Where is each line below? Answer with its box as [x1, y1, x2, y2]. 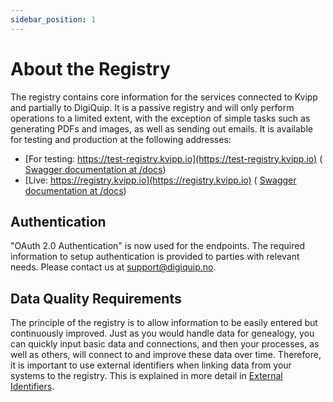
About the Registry [10, 57, 171, 80]
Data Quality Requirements [10, 290, 182, 307]
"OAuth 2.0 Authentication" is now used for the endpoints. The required [10, 240, 306, 252]
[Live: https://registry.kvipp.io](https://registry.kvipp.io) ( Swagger [24, 174, 297, 186]
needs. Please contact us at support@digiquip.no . [10, 261, 217, 273]
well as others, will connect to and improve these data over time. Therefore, [10, 349, 322, 361]
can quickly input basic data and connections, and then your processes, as [10, 338, 320, 350]
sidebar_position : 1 [10, 14, 97, 25]
